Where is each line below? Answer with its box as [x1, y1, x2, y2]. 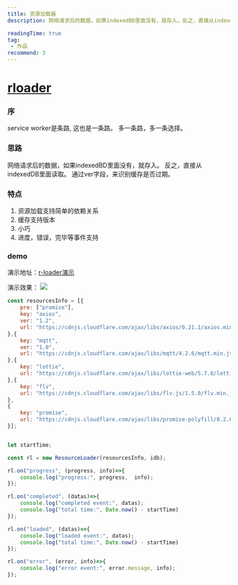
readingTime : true [7, 30, 62, 37]
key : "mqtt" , [20, 337, 59, 344]
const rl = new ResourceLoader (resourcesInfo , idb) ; [7, 454, 166, 461]
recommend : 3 [7, 50, 46, 57]
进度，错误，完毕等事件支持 [17, 233, 99, 242]
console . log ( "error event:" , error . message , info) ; [20, 564, 176, 572]
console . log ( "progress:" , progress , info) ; [20, 474, 154, 481]
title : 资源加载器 [7, 10, 57, 18]
